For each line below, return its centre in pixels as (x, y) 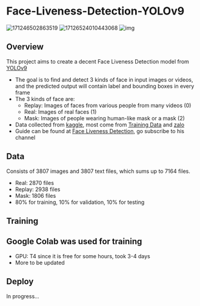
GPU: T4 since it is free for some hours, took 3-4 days (82, 256)
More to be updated (40, 262)
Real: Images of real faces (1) (60, 112)
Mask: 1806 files (35, 195)
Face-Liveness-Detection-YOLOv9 (95, 11)
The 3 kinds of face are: (45, 99)
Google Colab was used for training (74, 242)
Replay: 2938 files (38, 189)
